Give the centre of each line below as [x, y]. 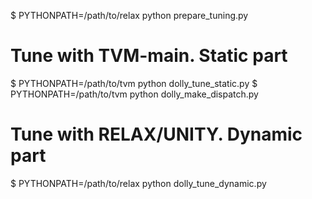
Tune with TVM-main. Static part [149, 56]
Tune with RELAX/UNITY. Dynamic [156, 134]
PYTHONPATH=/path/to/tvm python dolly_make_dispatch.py [134, 94]
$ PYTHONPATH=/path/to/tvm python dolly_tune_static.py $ [134, 83]
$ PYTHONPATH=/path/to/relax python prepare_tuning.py [129, 15]
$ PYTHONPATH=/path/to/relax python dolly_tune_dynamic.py [138, 183]
